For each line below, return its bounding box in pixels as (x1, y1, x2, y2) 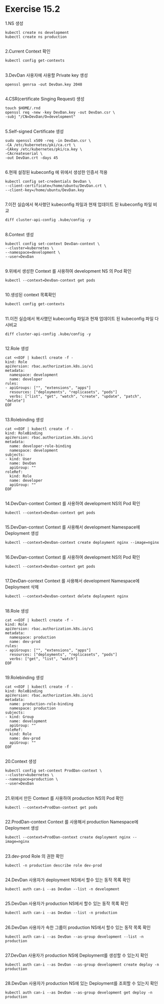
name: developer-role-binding (9, 444, 71, 448)
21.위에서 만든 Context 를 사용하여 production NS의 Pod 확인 (5, 795, 124, 801)
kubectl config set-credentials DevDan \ (5, 179, 91, 184)
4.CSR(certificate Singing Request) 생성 (5, 96, 85, 102)
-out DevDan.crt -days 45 (5, 155, 58, 160)
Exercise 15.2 (5, 3, 60, 15)
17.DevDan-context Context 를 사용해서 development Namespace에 (5, 578, 140, 584)
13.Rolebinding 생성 (5, 417, 44, 422)
